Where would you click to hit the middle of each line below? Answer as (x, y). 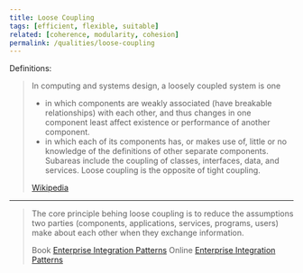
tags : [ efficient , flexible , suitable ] (84, 26)
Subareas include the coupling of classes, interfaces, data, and (162, 161)
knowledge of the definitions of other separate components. (156, 151)
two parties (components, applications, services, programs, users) (155, 223)
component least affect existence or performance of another (157, 123)
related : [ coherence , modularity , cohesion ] (94, 34)
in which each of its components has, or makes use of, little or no (165, 141)
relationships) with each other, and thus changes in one (148, 113)
